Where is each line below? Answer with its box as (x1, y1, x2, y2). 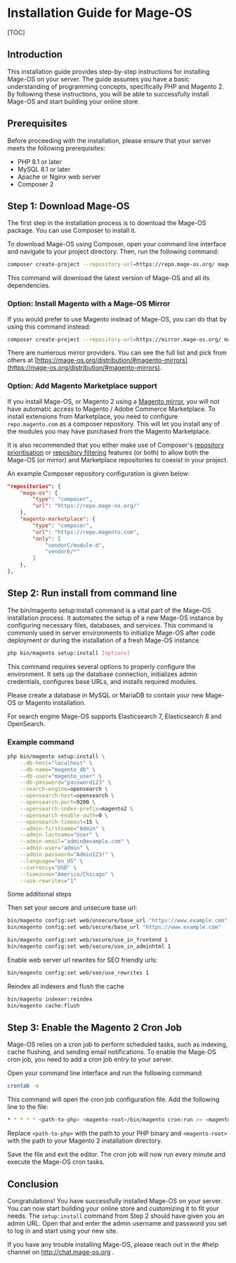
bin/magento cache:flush (7, 1002, 80, 1009)
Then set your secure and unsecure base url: (7, 903, 138, 912)
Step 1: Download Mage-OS (7, 200, 130, 212)
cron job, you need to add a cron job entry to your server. (7, 1055, 173, 1064)
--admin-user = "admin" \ (20, 844, 90, 852)
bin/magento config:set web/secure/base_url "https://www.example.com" (7, 924, 221, 931)
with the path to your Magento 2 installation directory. (7, 1136, 163, 1145)
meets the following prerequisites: (7, 144, 106, 152)
